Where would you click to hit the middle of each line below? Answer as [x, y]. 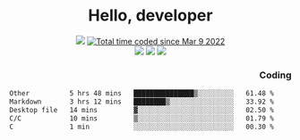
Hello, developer [150, 16]
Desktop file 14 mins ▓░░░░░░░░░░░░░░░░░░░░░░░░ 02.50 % [142, 110]
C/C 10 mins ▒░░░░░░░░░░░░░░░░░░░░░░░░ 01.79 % [142, 118]
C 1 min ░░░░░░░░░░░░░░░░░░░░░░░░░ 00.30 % [142, 127]
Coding [275, 75]
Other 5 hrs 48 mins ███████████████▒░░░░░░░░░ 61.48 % [142, 94]
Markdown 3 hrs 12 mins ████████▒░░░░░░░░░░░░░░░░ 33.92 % [142, 102]
